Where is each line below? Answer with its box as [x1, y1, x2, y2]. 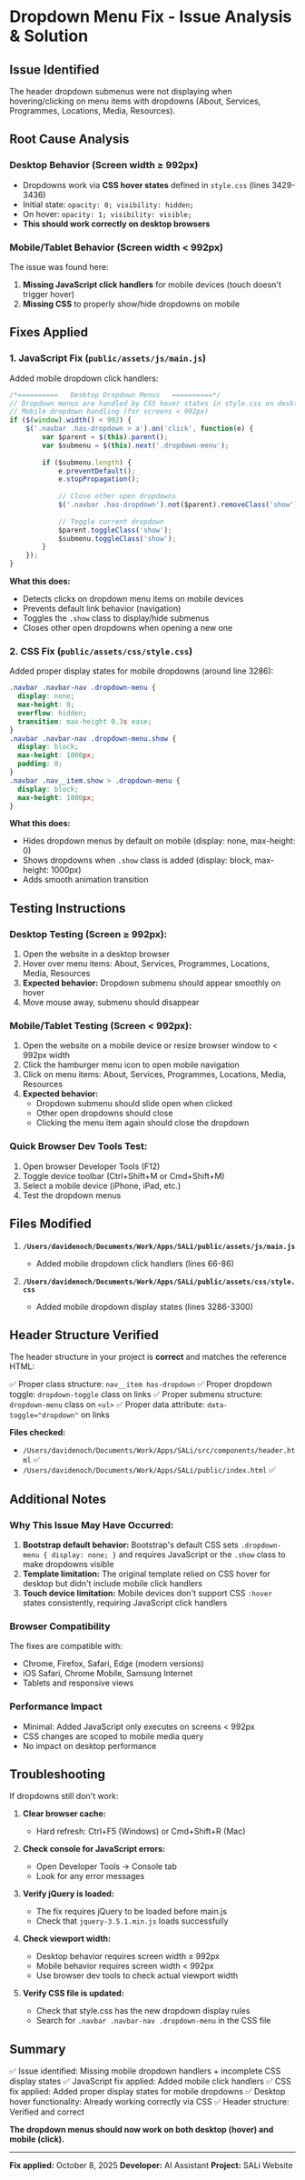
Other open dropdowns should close [35, 1107, 173, 1119]
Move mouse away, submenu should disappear [22, 997, 200, 1008]
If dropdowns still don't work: [9, 1791, 120, 1802]
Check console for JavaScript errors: [22, 1844, 166, 1855]
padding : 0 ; [17, 759, 64, 769]
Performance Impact [9, 1700, 103, 1713]
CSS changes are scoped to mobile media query [22, 1730, 204, 1742]
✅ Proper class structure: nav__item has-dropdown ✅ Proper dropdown [9, 1379, 272, 1390]
